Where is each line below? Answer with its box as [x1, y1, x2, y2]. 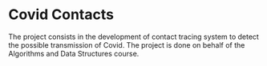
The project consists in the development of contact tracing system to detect [8, 32, 259, 41]
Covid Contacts [8, 6, 115, 24]
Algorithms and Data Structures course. [8, 49, 140, 58]
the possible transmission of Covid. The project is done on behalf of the [8, 40, 245, 49]
